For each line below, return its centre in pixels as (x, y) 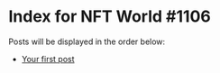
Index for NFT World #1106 (110, 17)
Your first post (48, 59)
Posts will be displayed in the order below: (87, 41)
